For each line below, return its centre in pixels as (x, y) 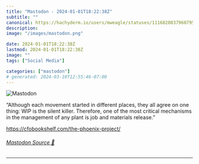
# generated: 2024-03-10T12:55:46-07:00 (57, 77)
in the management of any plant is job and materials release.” (81, 117)
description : (22, 28)
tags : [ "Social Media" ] (36, 60)
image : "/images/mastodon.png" (45, 34)
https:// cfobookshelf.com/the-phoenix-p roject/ (63, 129)
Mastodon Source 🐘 (31, 142)
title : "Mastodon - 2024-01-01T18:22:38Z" (59, 12)
